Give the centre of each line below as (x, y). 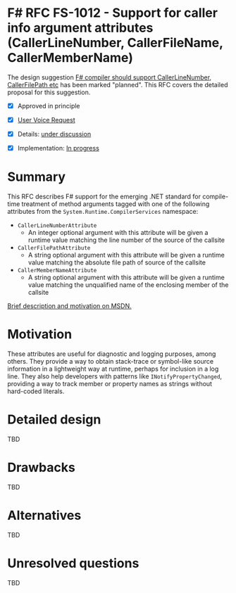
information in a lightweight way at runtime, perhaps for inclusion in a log (113, 369)
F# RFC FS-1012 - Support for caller (113, 13)
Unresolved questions (73, 563)
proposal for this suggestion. (49, 92)
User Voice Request (46, 120)
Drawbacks (41, 467)
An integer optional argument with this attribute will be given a (118, 233)
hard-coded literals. (36, 391)
